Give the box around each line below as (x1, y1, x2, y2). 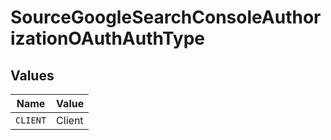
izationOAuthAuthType (10, 27, 206, 50)
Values (10, 67, 55, 84)
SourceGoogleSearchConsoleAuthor (10, 6, 322, 29)
